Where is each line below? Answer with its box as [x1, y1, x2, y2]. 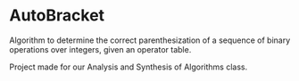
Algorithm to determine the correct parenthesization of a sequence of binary [9, 35, 291, 45]
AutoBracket [9, 5, 105, 26]
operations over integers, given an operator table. [9, 44, 192, 54]
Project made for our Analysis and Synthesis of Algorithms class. [9, 61, 248, 72]
